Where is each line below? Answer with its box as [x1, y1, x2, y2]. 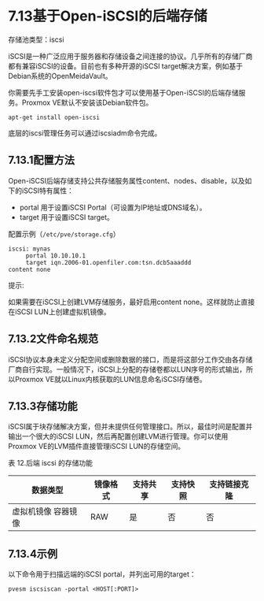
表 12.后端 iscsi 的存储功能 [8, 458, 93, 468]
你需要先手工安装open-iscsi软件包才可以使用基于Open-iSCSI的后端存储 [8, 87, 239, 97]
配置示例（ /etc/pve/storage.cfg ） [8, 229, 120, 239]
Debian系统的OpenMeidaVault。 [8, 71, 112, 80]
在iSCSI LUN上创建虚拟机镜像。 [8, 306, 112, 316]
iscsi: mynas [8, 245, 51, 253]
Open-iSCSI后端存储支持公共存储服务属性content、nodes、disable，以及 [8, 176, 245, 185]
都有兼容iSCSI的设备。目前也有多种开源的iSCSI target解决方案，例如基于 [8, 61, 244, 71]
